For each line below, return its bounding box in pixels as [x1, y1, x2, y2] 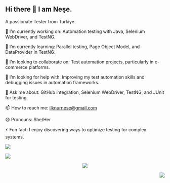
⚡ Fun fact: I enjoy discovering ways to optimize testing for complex [5, 126, 147, 132]
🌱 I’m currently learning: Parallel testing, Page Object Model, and [5, 44, 140, 50]
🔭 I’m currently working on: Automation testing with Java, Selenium [5, 28, 145, 34]
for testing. [5, 94, 28, 100]
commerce [5, 64, 28, 70]
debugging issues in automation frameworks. [5, 79, 100, 85]
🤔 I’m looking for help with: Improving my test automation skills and [5, 74, 145, 80]
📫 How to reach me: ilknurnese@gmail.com [5, 104, 97, 111]
